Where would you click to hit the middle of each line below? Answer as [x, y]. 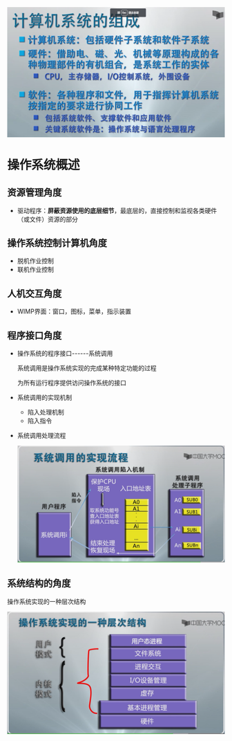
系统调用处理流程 [41, 435]
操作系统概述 [44, 165]
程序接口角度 [35, 335]
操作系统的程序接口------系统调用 [65, 353]
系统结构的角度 [39, 584]
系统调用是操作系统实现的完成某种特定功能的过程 [87, 368]
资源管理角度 [35, 193]
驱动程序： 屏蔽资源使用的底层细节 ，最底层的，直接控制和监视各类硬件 [117, 210]
